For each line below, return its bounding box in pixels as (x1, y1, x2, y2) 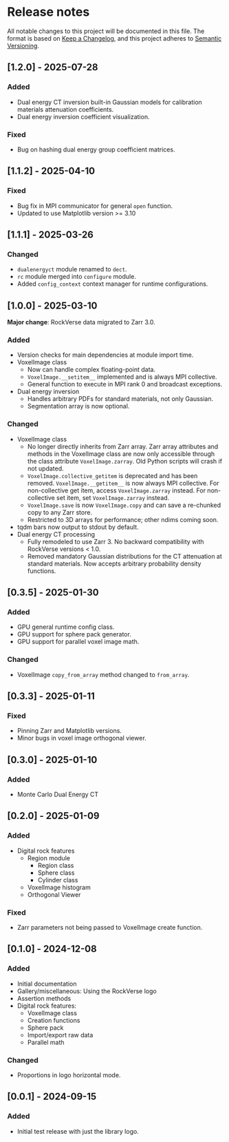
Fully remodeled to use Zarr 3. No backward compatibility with (27, 537, 204, 546)
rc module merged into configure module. (17, 273, 136, 281)
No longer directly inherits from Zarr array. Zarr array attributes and (27, 442, 219, 450)
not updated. (27, 464, 64, 473)
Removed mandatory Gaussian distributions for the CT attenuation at (27, 552, 222, 560)
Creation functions (27, 1016, 80, 1024)
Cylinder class (37, 875, 78, 884)
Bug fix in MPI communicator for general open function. (17, 201, 173, 210)
